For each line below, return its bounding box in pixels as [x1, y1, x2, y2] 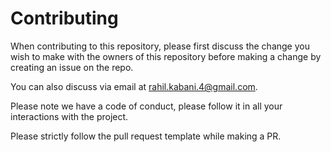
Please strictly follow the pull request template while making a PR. [10, 130, 282, 142]
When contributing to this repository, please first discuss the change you [10, 40, 310, 52]
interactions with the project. [10, 110, 129, 122]
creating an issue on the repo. [10, 61, 134, 73]
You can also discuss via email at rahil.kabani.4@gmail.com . [10, 80, 258, 92]
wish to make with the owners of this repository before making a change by [10, 50, 322, 62]
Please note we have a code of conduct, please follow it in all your [10, 100, 283, 112]
